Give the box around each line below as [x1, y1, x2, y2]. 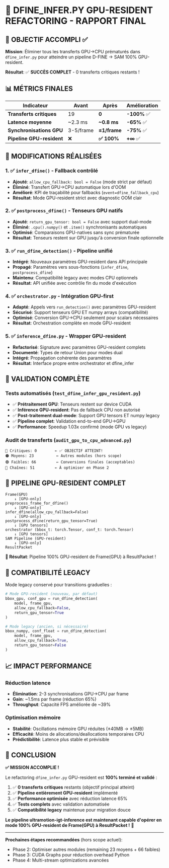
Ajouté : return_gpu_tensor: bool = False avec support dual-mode [12, 218, 152, 224]
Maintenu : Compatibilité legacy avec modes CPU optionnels [12, 275, 138, 281]
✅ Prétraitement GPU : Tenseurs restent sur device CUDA [12, 401, 132, 407]
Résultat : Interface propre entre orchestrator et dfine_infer [12, 360, 134, 366]
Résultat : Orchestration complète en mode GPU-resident [12, 320, 131, 326]
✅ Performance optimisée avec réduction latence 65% [12, 795, 128, 802]
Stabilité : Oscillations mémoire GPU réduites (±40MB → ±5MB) [12, 726, 144, 732]
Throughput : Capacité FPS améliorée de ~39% [12, 701, 111, 707]
